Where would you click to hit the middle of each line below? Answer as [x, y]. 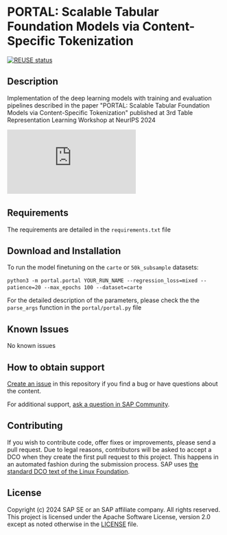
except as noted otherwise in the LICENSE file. [73, 524]
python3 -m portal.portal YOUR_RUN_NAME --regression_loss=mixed [102, 281]
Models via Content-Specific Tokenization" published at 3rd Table [100, 112]
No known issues [32, 346]
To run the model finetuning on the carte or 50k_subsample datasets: [103, 267]
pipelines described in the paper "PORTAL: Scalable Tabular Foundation [109, 105]
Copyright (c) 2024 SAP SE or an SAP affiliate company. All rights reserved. [114, 509]
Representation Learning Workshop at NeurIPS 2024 [82, 120]
